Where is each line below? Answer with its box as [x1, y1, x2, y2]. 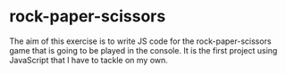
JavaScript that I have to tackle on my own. [9, 54, 168, 65]
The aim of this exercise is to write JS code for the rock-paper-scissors [9, 36, 272, 46]
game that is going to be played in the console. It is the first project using [9, 45, 278, 55]
